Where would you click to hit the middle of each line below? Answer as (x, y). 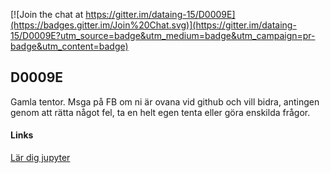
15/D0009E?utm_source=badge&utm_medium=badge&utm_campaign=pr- (163, 35)
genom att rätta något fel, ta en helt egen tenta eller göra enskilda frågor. (160, 112)
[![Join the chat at (47, 14)
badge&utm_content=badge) (69, 46)
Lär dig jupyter (40, 158)
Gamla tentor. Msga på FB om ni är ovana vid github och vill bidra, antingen (165, 101)
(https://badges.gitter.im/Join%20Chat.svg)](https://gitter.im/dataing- (153, 25)
